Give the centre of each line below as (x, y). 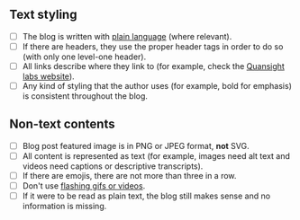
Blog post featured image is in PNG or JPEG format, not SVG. (136, 145)
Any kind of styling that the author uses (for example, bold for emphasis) (157, 86)
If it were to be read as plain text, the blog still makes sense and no (146, 196)
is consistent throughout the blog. (85, 96)
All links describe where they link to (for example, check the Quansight (154, 66)
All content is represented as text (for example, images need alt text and (156, 155)
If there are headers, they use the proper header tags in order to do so (153, 46)
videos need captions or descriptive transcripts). (113, 166)
